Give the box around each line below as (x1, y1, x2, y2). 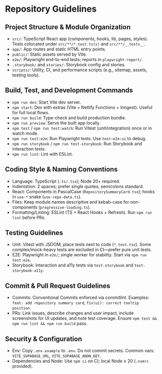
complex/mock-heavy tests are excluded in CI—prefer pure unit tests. (12, 247, 152, 252)
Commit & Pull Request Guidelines (5, 282, 110, 290)
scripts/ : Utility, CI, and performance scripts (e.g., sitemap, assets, (12, 67, 147, 73)
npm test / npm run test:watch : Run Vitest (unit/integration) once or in (12, 125, 152, 131)
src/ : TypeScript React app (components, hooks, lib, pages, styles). (12, 36, 148, 42)
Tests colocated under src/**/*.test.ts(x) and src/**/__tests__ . (12, 41, 146, 47)
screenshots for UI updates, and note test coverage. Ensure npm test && (12, 315, 157, 321)
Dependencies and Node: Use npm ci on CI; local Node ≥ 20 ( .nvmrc (12, 358, 149, 364)
